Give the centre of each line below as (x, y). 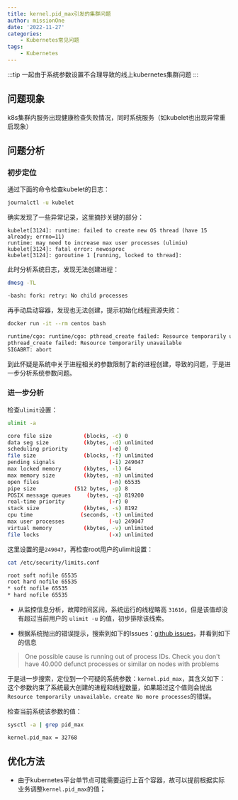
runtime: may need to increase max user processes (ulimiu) (98, 243)
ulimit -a (22, 423)
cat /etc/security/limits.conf (53, 563)
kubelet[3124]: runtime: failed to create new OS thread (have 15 (107, 231)
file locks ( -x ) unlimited (80, 535)
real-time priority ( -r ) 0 (68, 502)
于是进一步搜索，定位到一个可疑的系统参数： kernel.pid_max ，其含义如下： (117, 679)
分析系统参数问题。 (47, 373)
